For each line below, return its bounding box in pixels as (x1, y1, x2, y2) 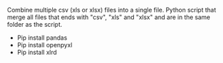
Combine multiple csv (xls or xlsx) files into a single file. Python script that (7, 6, 216, 14)
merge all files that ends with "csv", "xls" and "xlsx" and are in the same (7, 13, 211, 21)
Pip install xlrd (16, 48, 57, 56)
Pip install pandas (16, 34, 67, 42)
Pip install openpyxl (16, 41, 73, 49)
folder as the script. (7, 21, 63, 28)
